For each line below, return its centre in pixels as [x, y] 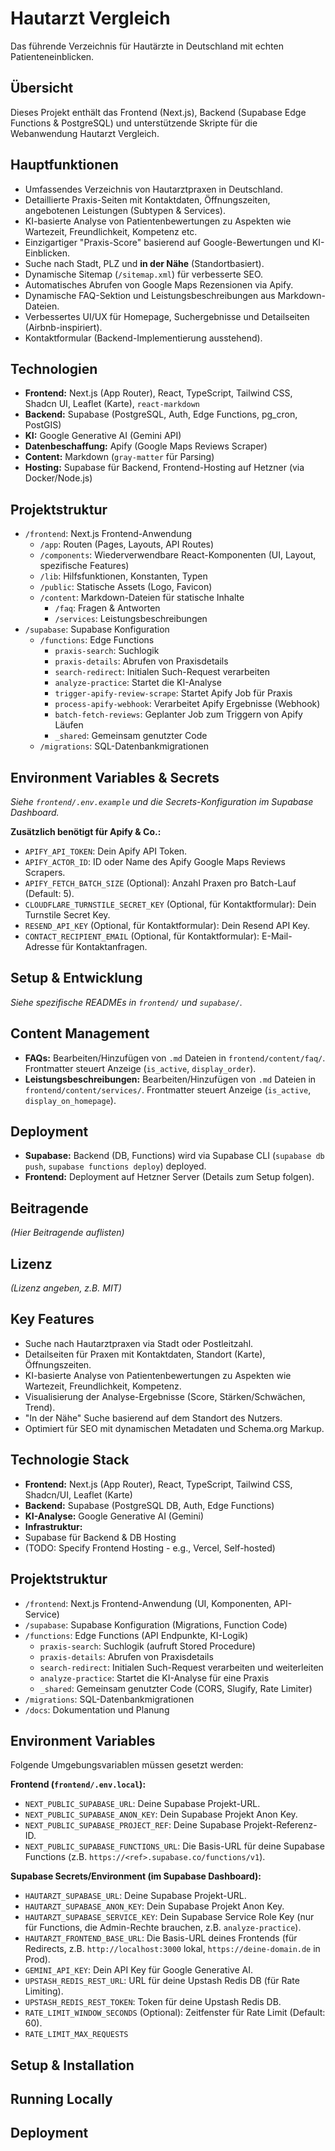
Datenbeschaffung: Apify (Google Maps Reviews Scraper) [146, 446]
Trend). [40, 1407]
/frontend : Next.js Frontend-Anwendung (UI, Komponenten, [148, 1603]
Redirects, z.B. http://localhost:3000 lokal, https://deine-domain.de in [172, 1949]
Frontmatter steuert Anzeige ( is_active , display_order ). [140, 1068]
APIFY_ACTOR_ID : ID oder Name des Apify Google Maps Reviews [155, 861]
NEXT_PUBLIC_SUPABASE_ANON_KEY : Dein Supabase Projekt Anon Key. [161, 1814]
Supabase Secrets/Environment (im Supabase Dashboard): [136, 1876]
